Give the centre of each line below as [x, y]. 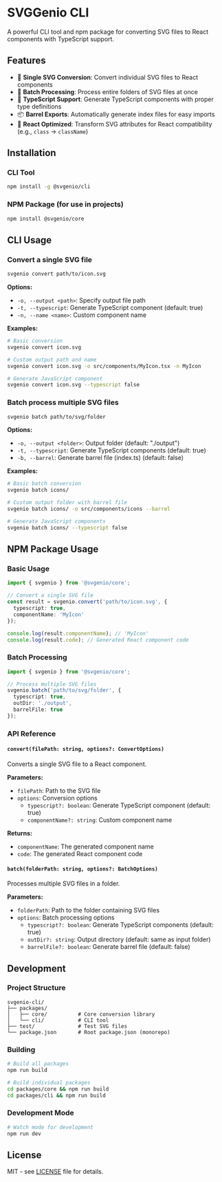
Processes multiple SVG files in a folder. [64, 884]
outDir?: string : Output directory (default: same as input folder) [119, 939]
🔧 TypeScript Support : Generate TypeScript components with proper [115, 99]
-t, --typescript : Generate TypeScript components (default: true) [111, 450]
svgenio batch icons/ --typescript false [67, 527]
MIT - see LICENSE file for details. [55, 1172]
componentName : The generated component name [86, 846]
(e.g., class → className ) [53, 131]
